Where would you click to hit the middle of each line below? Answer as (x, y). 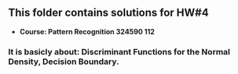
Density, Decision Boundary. (64, 62)
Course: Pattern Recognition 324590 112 (87, 31)
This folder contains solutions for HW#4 (109, 13)
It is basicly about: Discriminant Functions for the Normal (119, 51)
